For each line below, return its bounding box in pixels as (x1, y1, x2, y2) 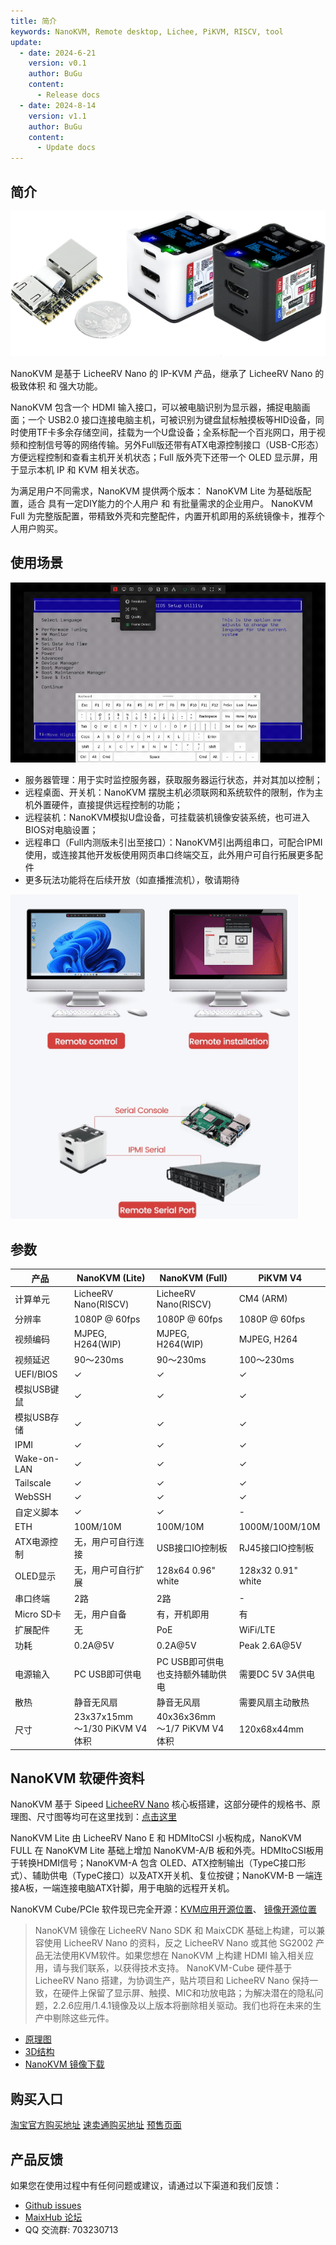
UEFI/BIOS (14, 1368, 58, 1380)
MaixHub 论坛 (24, 2211, 83, 2224)
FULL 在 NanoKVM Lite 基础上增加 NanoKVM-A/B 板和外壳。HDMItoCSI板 (10, 1845, 315, 1857)
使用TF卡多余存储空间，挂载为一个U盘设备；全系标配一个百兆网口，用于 (18, 426, 317, 438)
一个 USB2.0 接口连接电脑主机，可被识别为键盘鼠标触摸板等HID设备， (27, 413, 316, 425)
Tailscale (14, 1477, 52, 1489)
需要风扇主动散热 (238, 1696, 310, 1708)
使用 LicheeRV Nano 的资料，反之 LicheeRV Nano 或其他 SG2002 (43, 1937, 314, 1949)
